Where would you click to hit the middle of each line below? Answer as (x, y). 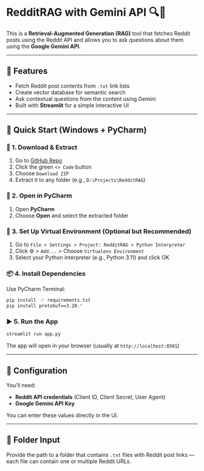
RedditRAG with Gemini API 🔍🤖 (86, 12)
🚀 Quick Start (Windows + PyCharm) (76, 130)
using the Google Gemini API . (43, 46)
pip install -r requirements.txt (49, 300)
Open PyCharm (35, 209)
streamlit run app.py (34, 334)
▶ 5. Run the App (32, 322)
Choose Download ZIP (42, 173)
